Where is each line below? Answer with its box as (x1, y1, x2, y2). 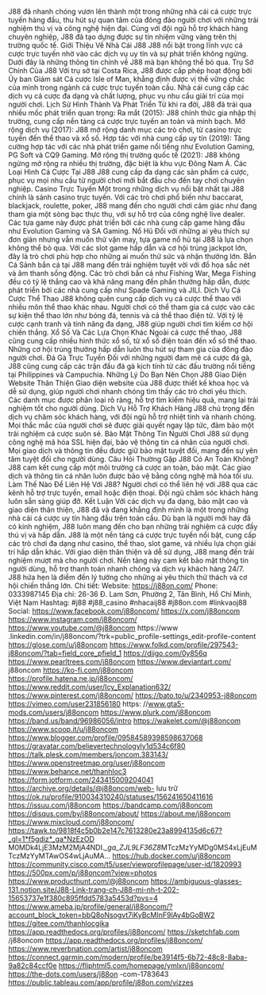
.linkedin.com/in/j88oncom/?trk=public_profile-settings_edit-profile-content (8, 632, 256, 641)
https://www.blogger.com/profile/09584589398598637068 (8, 733, 203, 742)
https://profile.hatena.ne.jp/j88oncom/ (8, 674, 133, 683)
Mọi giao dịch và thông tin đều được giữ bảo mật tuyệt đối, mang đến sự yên (8, 446, 258, 455)
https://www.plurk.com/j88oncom (100, 707, 211, 717)
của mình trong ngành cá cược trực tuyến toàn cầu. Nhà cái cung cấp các (8, 83, 249, 92)
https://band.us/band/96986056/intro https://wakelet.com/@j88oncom (8, 716, 241, 726)
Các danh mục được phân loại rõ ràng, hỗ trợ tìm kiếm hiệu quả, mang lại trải (8, 395, 259, 405)
